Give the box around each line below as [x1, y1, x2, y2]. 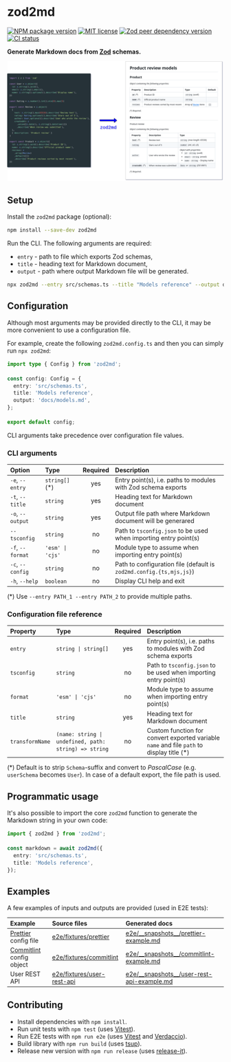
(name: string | [56, 731, 103, 738]
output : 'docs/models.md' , [13, 397, 91, 404]
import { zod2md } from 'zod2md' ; [7, 830, 107, 837]
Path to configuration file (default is [115, 560, 215, 568]
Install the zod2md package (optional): [7, 212, 112, 221]
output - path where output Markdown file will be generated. [16, 267, 189, 276]
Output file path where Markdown [115, 509, 210, 518]
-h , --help [10, 577, 38, 585]
